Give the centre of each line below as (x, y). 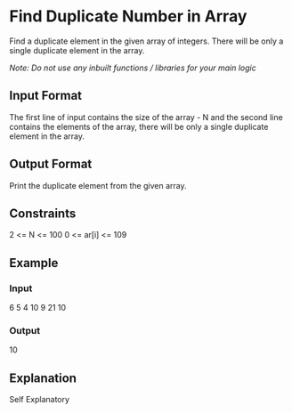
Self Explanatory (39, 400)
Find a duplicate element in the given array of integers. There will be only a (146, 41)
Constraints (43, 213)
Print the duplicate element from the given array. (98, 185)
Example (34, 263)
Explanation (43, 378)
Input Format (46, 96)
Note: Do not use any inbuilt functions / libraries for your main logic (133, 68)
